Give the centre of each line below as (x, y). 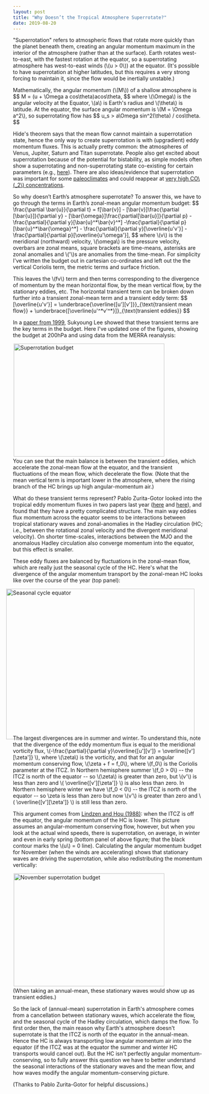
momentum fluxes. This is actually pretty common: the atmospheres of (101, 147)
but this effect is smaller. (43, 549)
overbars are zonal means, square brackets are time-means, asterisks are (104, 248)
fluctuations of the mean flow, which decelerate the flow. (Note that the (101, 474)
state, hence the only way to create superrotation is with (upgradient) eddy (106, 140)
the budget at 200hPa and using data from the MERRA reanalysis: (94, 336)
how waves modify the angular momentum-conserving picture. (91, 1073)
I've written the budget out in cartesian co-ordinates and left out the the (102, 261)
